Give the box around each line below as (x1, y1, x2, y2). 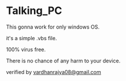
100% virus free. (6, 45, 46, 53)
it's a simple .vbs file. (6, 34, 57, 41)
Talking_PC (6, 4, 63, 17)
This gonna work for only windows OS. (6, 23, 100, 30)
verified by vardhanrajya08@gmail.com (6, 68, 101, 75)
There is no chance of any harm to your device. (6, 57, 121, 64)
